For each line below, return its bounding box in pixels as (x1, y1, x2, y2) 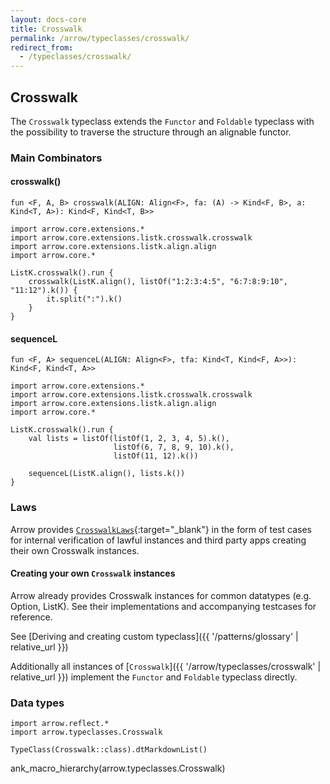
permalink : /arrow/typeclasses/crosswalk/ (10, 33, 190, 43)
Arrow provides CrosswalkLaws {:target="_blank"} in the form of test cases (10, 523, 312, 535)
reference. (10, 611, 53, 623)
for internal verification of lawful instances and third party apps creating (10, 534, 307, 546)
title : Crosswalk (10, 24, 83, 34)
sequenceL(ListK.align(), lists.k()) (28, 469, 186, 479)
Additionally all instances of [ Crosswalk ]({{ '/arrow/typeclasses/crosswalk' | (10, 660, 322, 672)
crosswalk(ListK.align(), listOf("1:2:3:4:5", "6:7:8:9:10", (28, 277, 288, 287)
